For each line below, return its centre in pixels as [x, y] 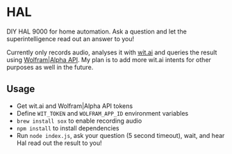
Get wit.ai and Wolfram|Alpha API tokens [75, 106]
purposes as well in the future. [50, 67]
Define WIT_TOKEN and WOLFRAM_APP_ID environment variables [102, 113]
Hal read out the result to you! [59, 143]
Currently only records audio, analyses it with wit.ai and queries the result [112, 52]
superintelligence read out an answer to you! [71, 38]
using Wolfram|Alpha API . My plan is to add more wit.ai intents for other [109, 59]
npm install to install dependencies [68, 128]
